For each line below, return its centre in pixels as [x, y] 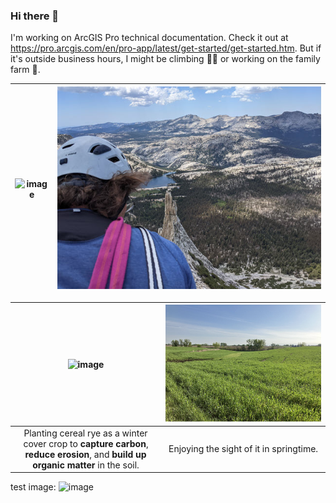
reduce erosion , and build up [85, 454]
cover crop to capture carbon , [86, 443]
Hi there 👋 [35, 16]
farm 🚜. [25, 70]
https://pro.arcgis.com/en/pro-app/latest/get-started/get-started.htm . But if [166, 48]
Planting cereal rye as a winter [85, 433]
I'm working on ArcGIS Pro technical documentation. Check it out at [149, 38]
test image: [33, 487]
